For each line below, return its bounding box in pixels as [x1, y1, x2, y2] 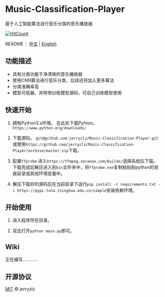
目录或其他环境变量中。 [16, 170, 65, 176]
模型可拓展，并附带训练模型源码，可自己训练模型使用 [12, 90, 122, 96]
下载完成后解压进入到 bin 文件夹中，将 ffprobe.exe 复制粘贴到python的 [12, 164, 155, 170]
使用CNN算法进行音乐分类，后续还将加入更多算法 [12, 77, 115, 83]
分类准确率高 [12, 83, 39, 89]
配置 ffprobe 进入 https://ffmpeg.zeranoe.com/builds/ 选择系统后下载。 [12, 158, 158, 164]
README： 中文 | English [5, 41, 57, 47]
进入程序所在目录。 [12, 217, 52, 223]
